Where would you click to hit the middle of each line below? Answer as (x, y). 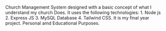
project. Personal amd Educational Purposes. (53, 23)
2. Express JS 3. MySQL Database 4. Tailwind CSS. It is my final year (77, 18)
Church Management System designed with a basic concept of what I (78, 7)
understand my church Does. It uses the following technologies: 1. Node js (83, 12)
